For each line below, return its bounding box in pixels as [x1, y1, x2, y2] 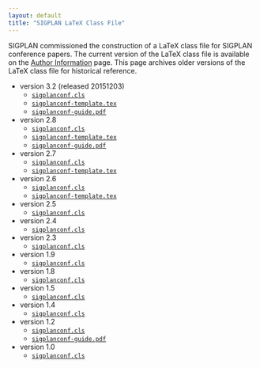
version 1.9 [19, 249, 55, 259]
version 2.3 [19, 233, 57, 242]
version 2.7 [19, 148, 57, 158]
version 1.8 [19, 266, 55, 275]
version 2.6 [19, 173, 57, 183]
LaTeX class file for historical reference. [8, 66, 138, 75]
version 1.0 [19, 342, 55, 351]
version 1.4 [19, 300, 55, 309]
